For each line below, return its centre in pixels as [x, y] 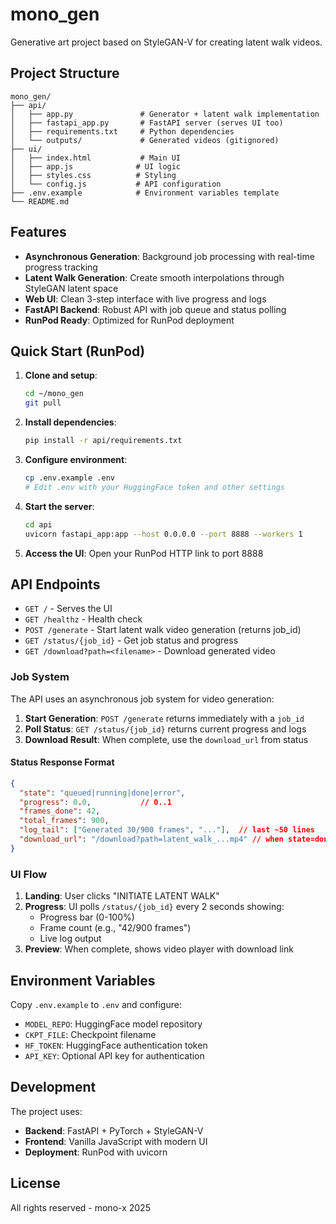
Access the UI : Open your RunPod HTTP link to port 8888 [144, 553]
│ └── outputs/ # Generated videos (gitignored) [145, 140]
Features [38, 232]
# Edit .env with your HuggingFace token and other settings [155, 487]
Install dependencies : [70, 422]
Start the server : [59, 506]
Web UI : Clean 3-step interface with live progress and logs [145, 299]
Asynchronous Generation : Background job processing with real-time [169, 256]
